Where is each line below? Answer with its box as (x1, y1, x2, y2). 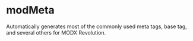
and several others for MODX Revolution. (6, 29, 106, 36)
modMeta (6, 4, 55, 17)
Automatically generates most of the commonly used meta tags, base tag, (6, 23, 187, 30)
